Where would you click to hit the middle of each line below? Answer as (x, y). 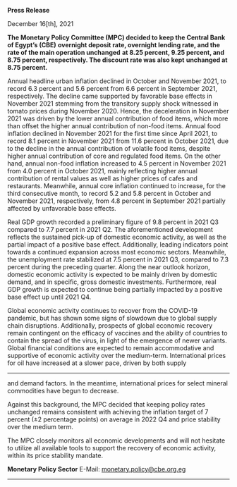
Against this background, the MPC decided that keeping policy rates (107, 404)
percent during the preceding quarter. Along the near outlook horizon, (109, 267)
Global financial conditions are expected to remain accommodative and (111, 348)
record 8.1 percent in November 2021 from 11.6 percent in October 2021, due (118, 141)
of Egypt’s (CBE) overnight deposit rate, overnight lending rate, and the (114, 45)
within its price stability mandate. (55, 455)
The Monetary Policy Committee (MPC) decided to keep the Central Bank (116, 37)
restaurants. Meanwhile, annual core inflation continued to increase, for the (116, 186)
